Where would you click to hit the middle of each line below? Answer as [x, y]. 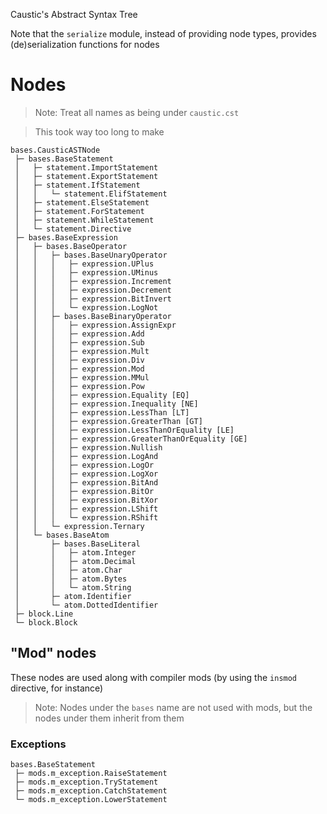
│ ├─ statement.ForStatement [79, 211]
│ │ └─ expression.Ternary [79, 526]
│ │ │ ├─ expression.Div [79, 360]
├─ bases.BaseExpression [66, 237]
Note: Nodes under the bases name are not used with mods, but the [173, 707]
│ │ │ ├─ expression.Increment [93, 281]
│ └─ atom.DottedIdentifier [86, 605]
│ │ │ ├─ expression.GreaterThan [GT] [108, 421]
